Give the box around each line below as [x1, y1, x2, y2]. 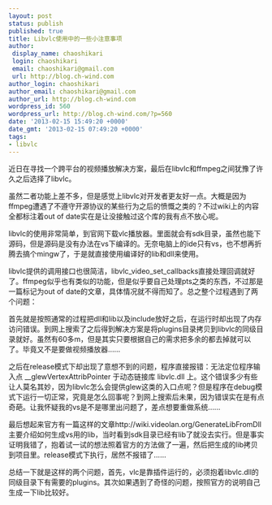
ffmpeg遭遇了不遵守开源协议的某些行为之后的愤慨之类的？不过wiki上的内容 [8, 201, 260, 211]
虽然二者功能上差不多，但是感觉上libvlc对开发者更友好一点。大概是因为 [8, 191, 247, 201]
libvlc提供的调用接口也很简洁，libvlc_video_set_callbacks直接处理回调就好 [8, 265, 256, 276]
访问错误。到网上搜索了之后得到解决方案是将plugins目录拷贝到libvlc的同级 [8, 324, 257, 334]
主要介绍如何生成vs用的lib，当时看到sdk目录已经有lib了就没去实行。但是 [8, 429, 250, 439]
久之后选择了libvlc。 [8, 174, 76, 183]
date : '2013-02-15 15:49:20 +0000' [8, 118, 129, 126]
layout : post [8, 11, 53, 20]
